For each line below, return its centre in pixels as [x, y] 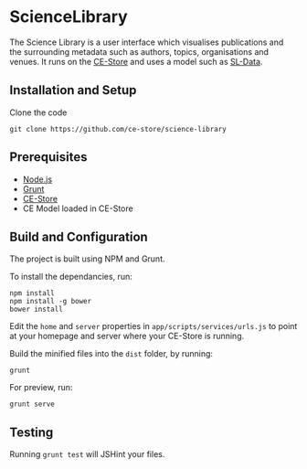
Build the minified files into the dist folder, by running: [111, 354]
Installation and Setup [73, 90]
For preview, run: [41, 388]
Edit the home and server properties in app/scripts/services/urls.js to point [153, 326]
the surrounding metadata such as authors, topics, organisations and [139, 51]
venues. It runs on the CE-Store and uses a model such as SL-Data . [136, 61]
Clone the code [38, 112]
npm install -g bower [51, 302]
